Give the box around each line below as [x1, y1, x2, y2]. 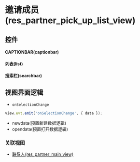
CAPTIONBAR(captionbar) [5, 49, 59, 55]
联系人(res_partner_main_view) [12, 151, 74, 157]
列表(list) [5, 61, 23, 67]
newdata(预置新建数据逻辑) [12, 120, 67, 126]
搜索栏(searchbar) [5, 73, 42, 79]
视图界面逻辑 [5, 88, 43, 97]
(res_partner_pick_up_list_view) [5, 15, 136, 26]
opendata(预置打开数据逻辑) [12, 126, 69, 132]
